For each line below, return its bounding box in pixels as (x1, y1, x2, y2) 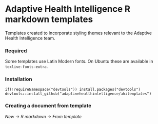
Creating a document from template (5, 103, 92, 109)
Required (5, 47, 27, 54)
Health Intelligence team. (5, 35, 55, 41)
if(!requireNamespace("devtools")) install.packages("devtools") (5, 87, 140, 92)
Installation (5, 76, 33, 83)
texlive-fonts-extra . (5, 63, 48, 69)
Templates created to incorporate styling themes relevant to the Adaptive (5, 30, 152, 36)
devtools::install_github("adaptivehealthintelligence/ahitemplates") (5, 91, 152, 96)
